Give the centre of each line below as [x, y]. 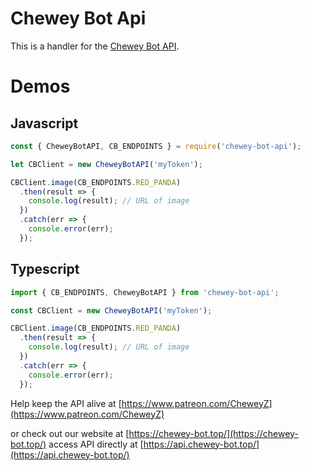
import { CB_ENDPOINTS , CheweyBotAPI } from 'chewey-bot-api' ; [145, 292]
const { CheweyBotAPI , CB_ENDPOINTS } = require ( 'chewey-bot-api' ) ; [156, 146]
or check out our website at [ [70, 433]
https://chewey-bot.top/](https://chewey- [213, 433]
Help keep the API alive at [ [66, 403]
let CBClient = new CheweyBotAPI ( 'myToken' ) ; [106, 164]
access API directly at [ [96, 444]
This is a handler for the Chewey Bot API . [95, 46]
